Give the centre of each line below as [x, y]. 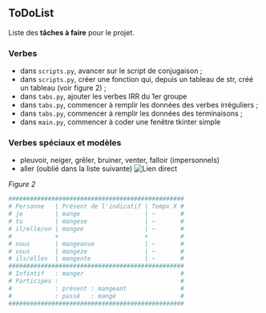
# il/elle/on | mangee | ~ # [96, 229]
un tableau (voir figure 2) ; [63, 88]
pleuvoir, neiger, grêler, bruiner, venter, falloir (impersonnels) [120, 161]
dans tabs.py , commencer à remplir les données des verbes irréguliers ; [139, 105]
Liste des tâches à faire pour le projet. [71, 32]
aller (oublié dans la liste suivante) [76, 169]
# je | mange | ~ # [96, 214]
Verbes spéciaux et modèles [65, 143]
